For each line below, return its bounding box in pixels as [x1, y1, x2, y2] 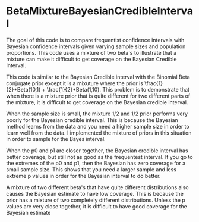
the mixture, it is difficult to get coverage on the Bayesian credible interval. [6, 98, 188, 105]
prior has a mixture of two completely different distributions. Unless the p [6, 196, 185, 204]
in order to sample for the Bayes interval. [6, 135, 106, 142]
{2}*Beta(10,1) [6, 86, 41, 93]
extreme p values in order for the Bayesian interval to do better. [6, 172, 161, 179]
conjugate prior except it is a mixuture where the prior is [6, 79, 144, 87]
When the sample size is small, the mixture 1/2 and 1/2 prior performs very [6, 110, 188, 117]
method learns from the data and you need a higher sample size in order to [6, 123, 189, 130]
